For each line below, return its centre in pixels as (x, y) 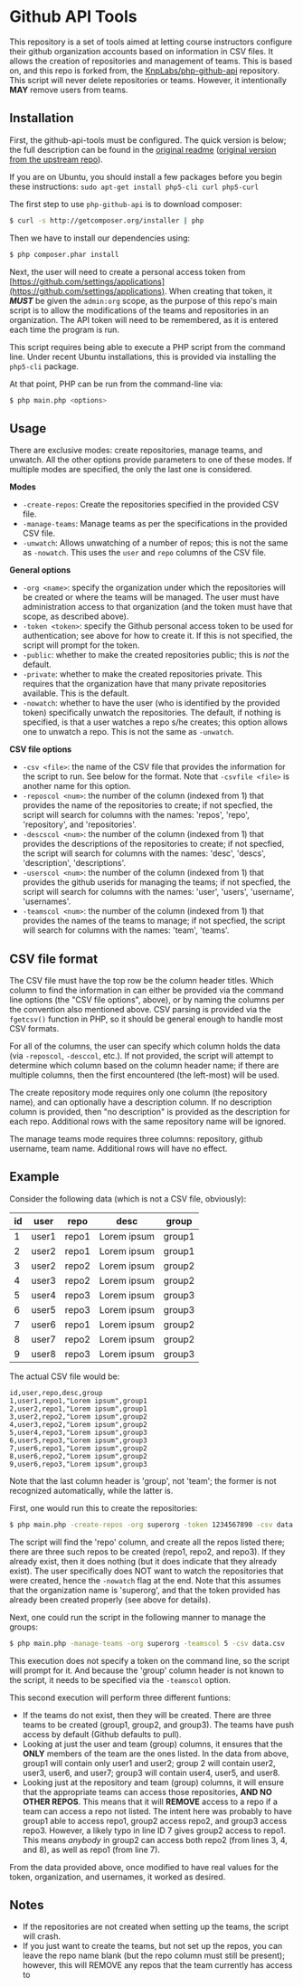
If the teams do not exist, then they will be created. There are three (147, 1715)
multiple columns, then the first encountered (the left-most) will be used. (145, 1075)
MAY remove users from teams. (69, 90)
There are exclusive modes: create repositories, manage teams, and (136, 451)
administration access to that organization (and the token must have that (157, 607)
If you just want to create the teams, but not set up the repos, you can (152, 1946)
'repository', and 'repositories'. (80, 824)
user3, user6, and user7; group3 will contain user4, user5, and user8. (151, 1773)
